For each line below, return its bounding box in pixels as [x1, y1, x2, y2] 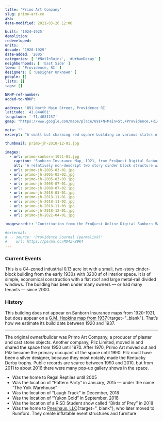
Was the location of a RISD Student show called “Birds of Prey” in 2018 [12, 400, 154, 406]
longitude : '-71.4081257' [5, 114, 57, 119]
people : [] [5, 75, 27, 79]
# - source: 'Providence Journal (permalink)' [5, 234, 103, 240]
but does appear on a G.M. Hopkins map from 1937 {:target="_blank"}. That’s [5, 315, 158, 321]
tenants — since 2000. [5, 287, 50, 293]
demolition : [5, 34, 29, 39]
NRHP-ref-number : [5, 92, 40, 97]
